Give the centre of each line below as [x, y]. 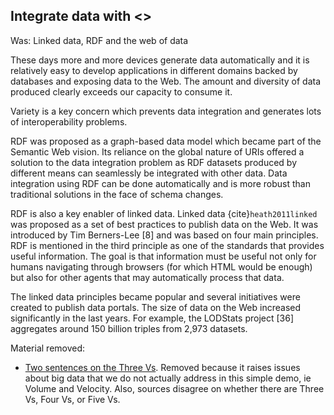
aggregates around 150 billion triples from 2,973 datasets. [129, 328]
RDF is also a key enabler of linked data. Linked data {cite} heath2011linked [164, 213]
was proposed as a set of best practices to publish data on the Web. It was [164, 224]
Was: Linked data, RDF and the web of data [99, 40]
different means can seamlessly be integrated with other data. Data [149, 173]
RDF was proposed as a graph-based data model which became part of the [166, 141]
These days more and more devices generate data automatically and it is [160, 60]
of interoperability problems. [69, 121]
